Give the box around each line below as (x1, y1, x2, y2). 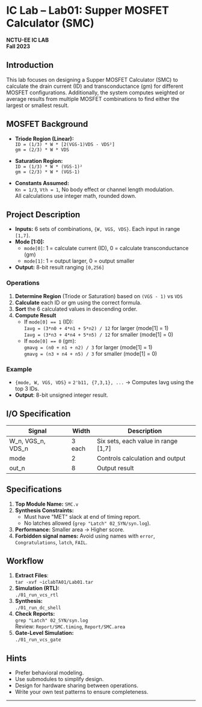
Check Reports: (14, 610, 55, 617)
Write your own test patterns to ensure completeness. (14, 688, 148, 696)
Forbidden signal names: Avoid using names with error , (14, 532, 155, 539)
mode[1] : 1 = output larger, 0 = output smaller (23, 257, 135, 265)
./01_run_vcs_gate (14, 637, 61, 643)
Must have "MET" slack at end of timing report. (23, 513, 141, 520)
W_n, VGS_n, (9, 436, 46, 445)
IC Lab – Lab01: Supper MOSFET (6, 4, 170, 17)
